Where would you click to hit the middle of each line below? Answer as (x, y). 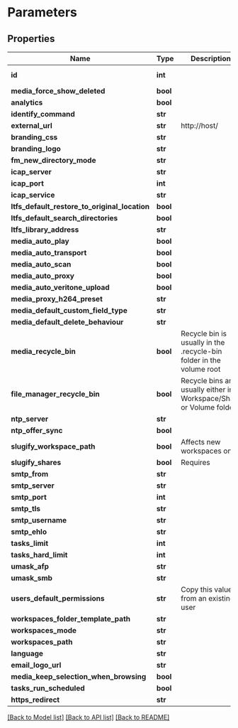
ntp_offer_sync (37, 430)
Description (211, 59)
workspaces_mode (44, 630)
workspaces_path (42, 642)
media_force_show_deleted (58, 91)
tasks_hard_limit (39, 555)
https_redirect (35, 700)
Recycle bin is (204, 333)
